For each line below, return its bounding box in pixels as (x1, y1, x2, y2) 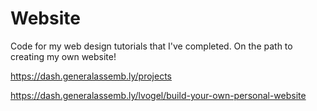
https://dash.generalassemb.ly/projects (10, 70, 173, 82)
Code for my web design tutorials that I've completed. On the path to (10, 40, 293, 52)
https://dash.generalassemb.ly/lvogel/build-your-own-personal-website (10, 89, 307, 101)
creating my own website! (10, 50, 117, 62)
